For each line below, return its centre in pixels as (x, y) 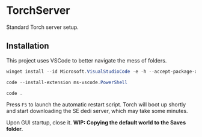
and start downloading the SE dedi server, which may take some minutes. (97, 111)
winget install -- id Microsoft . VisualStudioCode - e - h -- (80, 72)
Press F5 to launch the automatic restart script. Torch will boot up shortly (96, 105)
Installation (28, 46)
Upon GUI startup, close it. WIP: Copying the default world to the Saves (96, 123)
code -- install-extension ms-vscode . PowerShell (67, 82)
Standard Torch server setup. (43, 27)
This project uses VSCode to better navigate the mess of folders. (87, 60)
